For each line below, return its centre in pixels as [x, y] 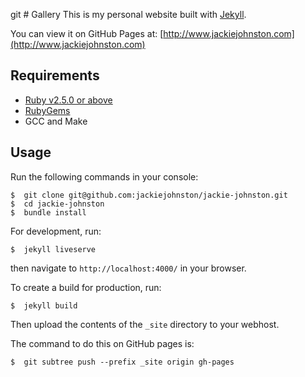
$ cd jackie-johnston [57, 204]
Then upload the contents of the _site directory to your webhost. [145, 324]
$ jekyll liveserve [53, 249]
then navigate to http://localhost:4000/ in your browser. [128, 268]
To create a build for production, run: [86, 287]
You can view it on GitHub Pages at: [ [87, 33]
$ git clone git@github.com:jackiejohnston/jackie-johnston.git [149, 195]
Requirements [55, 75]
